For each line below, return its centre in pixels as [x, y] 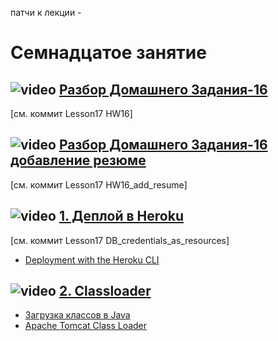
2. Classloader [105, 291]
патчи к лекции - [46, 12]
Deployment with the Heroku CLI [92, 259]
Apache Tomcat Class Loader [86, 326]
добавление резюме [78, 160]
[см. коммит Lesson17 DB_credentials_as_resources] [120, 240]
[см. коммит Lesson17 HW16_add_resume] [99, 184]
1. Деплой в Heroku [121, 216]
